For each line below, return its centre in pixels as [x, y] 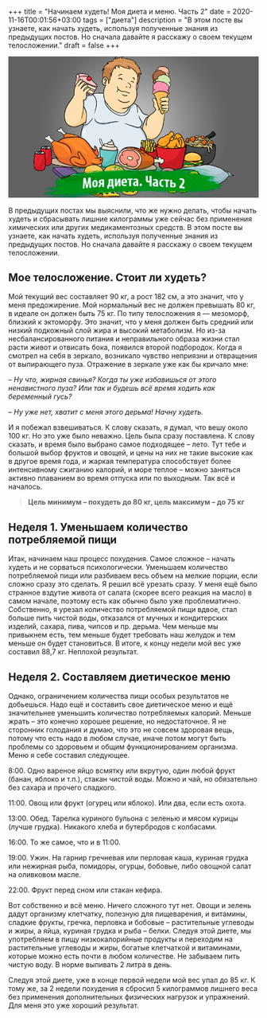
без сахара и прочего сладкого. [62, 787]
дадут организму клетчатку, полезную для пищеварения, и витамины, [128, 914]
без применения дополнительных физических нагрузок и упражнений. [129, 997]
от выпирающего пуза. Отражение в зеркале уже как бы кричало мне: [128, 365]
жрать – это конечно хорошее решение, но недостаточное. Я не [117, 721]
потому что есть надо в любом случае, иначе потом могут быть [117, 738]
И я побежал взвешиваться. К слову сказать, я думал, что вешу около [128, 427]
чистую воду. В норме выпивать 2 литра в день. [90, 964]
